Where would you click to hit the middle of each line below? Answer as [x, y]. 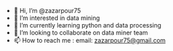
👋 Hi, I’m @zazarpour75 [47, 11]
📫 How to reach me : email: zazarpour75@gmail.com [90, 40]
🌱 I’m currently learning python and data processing [88, 25]
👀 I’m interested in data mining [57, 18]
